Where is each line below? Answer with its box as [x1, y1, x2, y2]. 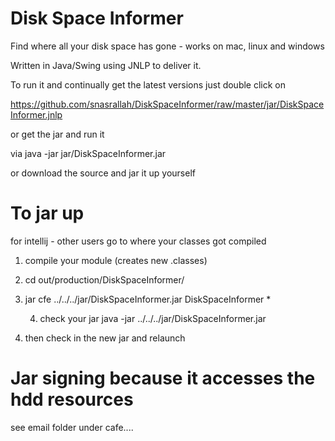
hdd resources [10, 388, 134, 411]
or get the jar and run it [10, 128, 105, 140]
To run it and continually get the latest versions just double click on [10, 78, 287, 91]
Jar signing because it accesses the [10, 367, 316, 390]
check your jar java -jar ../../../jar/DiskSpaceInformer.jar [39, 312, 267, 324]
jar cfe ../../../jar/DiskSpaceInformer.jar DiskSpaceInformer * [24, 293, 272, 305]
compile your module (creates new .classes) [24, 254, 208, 266]
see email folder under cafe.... [10, 421, 134, 433]
